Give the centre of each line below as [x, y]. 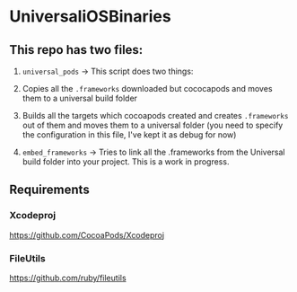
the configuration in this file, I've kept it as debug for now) [129, 135]
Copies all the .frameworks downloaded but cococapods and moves [147, 88]
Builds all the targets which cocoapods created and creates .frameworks [155, 115]
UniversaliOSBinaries [91, 17]
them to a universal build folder [79, 98]
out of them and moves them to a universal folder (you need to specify [153, 125]
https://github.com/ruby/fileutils [68, 278]
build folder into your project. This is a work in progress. [126, 162]
